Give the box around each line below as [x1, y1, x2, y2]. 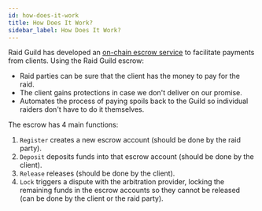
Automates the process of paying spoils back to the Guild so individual [19, 96, 249, 106]
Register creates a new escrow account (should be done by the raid [19, 135, 242, 145]
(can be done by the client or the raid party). [19, 194, 164, 203]
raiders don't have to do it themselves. [19, 105, 145, 114]
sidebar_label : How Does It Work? [8, 26, 122, 34]
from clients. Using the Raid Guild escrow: [8, 56, 144, 65]
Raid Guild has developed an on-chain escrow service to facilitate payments [8, 48, 255, 57]
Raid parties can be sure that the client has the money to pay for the [19, 72, 241, 81]
